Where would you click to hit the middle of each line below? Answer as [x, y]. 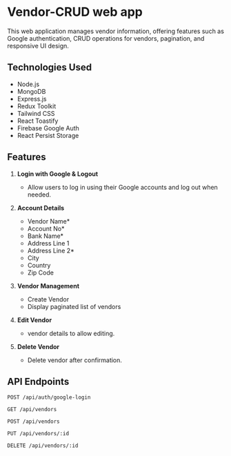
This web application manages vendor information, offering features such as [115, 31]
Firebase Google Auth [48, 128]
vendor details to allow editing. [71, 333]
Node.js [28, 84]
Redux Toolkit [37, 106]
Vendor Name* [49, 221]
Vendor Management [48, 286]
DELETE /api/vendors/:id [43, 446]
